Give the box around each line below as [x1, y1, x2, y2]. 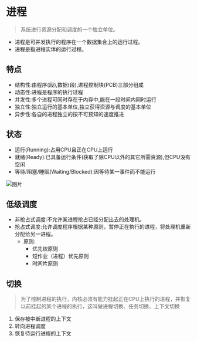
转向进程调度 [14, 323, 46, 330]
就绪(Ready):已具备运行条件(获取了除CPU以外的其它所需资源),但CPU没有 [14, 153, 191, 160]
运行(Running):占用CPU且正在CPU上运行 [14, 146, 113, 153]
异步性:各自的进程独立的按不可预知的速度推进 [14, 110, 124, 117]
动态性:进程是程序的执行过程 [14, 89, 83, 96]
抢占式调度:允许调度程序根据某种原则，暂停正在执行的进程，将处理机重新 [14, 224, 191, 231]
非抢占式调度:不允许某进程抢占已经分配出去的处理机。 [14, 216, 145, 223]
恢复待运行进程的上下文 [14, 330, 72, 337]
